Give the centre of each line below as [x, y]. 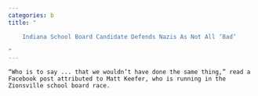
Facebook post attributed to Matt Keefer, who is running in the [117, 79]
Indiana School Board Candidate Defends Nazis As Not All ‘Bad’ [129, 37]
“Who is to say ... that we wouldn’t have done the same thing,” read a [129, 72]
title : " [22, 23]
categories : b [31, 15]
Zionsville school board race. [59, 86]
